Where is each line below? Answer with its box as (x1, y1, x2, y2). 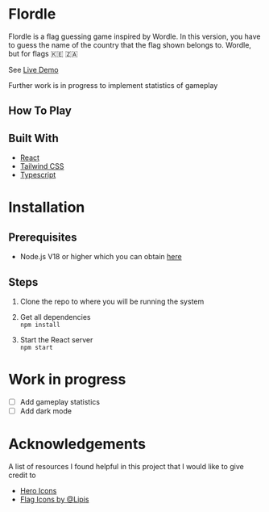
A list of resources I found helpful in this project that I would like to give (8, 461, 244, 471)
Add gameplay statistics (19, 397, 101, 406)
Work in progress (8, 371, 126, 388)
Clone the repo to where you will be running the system (19, 296, 205, 306)
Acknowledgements (8, 435, 147, 453)
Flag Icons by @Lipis (19, 494, 89, 504)
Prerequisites (8, 230, 77, 244)
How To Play (8, 104, 72, 118)
